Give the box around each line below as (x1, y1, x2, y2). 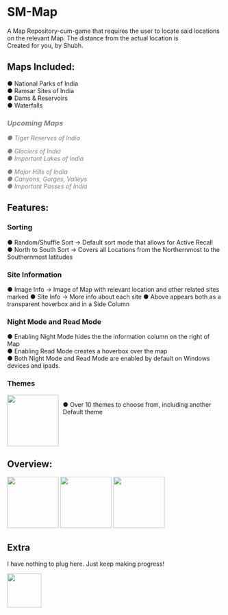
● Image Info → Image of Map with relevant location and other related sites (7, 286, 220, 294)
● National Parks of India (7, 79, 79, 88)
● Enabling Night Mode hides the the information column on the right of (7, 333, 210, 341)
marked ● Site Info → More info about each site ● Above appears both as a (7, 292, 221, 301)
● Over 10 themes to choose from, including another (62, 400, 212, 408)
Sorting (7, 223, 33, 232)
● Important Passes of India (7, 182, 88, 190)
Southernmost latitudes (7, 253, 73, 261)
